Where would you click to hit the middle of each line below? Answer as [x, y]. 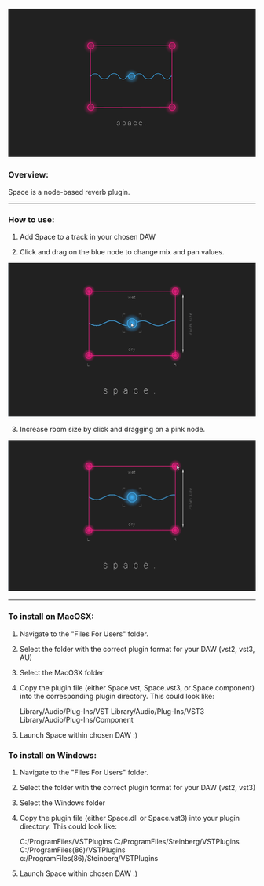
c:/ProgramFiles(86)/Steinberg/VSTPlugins [89, 859]
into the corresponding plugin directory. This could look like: [117, 696]
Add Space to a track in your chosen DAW [87, 236]
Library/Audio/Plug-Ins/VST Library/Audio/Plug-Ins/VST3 [112, 711]
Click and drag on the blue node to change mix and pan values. [122, 251]
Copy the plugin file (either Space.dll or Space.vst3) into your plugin [130, 818]
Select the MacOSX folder [62, 672]
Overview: [28, 175]
